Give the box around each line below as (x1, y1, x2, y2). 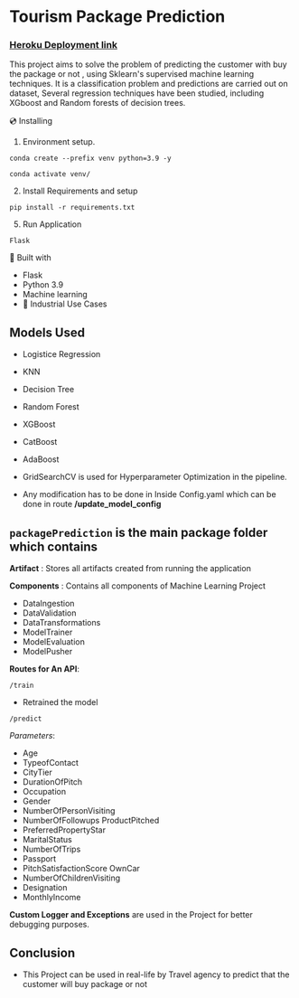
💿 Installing (9, 116, 52, 127)
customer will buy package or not (22, 978, 147, 989)
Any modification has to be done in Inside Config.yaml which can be (22, 489, 277, 500)
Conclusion (9, 945, 76, 960)
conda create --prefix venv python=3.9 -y (9, 154, 172, 164)
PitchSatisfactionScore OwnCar (22, 863, 140, 874)
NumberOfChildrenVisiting (22, 872, 121, 883)
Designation (22, 882, 68, 893)
